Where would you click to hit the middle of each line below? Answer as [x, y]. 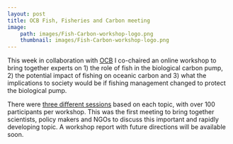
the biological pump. [37, 91]
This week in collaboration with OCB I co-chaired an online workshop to [112, 60]
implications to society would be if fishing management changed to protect [116, 83]
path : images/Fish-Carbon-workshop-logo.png [87, 34]
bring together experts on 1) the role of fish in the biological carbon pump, [115, 68]
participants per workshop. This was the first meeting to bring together [111, 112]
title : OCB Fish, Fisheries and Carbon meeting [79, 21]
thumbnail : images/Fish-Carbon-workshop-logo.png [95, 40]
